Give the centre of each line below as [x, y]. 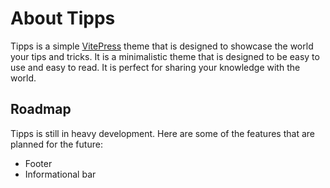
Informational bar [60, 174]
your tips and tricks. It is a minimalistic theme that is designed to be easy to [165, 56]
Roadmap [41, 109]
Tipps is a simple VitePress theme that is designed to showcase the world [162, 46]
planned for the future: [56, 144]
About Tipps [63, 18]
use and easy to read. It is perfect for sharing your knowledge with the [155, 67]
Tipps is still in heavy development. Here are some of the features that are [162, 133]
